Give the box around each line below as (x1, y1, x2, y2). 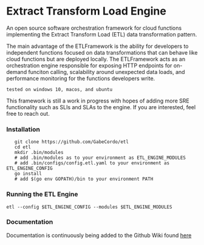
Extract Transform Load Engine (6, 4, 167, 18)
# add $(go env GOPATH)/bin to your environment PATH (14, 176, 154, 183)
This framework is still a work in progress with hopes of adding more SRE (6, 97, 189, 104)
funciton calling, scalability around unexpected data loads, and (28, 68, 185, 75)
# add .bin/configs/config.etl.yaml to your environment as (14, 160, 170, 166)
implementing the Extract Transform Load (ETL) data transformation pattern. (6, 30, 197, 38)
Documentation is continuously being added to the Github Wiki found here (6, 232, 192, 239)
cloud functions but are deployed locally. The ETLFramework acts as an (6, 55, 186, 62)
